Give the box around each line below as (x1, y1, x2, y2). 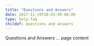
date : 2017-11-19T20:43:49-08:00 (5, 12, 76, 17)
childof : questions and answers (5, 21, 73, 26)
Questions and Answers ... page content (5, 35, 89, 41)
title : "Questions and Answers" (5, 7, 73, 12)
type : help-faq (5, 16, 37, 21)
